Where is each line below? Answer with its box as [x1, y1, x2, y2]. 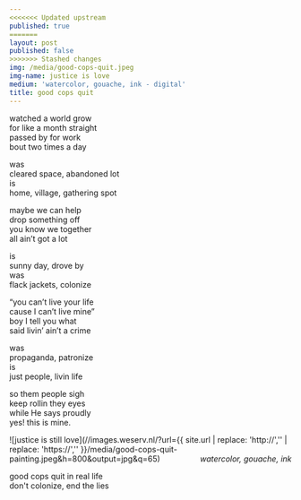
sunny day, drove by [9, 260, 84, 271]
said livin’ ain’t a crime [9, 324, 91, 336]
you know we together [9, 223, 92, 234]
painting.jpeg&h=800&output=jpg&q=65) [9, 453, 161, 464]
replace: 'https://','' [9, 444, 79, 454]
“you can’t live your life [9, 297, 94, 307]
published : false [9, 47, 74, 56]
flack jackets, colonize [9, 279, 92, 289]
